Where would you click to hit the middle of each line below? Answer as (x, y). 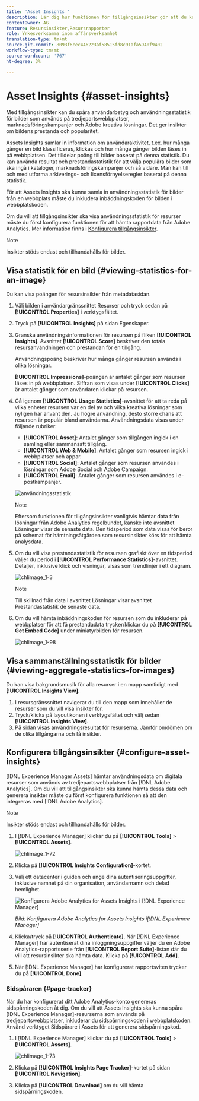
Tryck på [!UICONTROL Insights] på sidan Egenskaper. (82, 324)
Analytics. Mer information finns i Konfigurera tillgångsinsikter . (82, 229)
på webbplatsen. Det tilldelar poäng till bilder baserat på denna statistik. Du (98, 156)
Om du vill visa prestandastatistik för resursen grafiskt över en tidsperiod (104, 553)
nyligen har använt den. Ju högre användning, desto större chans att (98, 414)
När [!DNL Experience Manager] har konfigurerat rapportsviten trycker (101, 967)
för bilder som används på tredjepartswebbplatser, (68, 119)
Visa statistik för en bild (51, 270)
